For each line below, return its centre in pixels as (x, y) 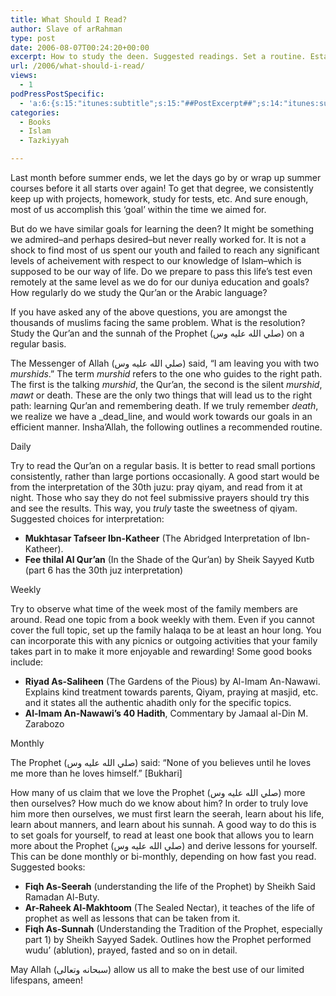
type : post (33, 38)
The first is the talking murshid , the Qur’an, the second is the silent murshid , (166, 384)
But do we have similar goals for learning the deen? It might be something (162, 229)
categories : (35, 112)
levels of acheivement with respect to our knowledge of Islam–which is (156, 260)
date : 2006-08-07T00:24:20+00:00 (80, 47)
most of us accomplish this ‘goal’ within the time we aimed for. (138, 209)
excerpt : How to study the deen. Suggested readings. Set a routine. (158, 57)
